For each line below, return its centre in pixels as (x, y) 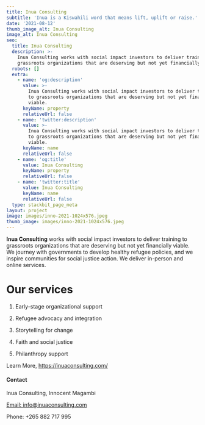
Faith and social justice (44, 341)
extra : (20, 74)
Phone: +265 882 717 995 (39, 417)
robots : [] (26, 69)
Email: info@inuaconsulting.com (47, 405)
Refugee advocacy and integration (59, 318)
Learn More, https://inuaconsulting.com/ (57, 365)
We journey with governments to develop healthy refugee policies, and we (100, 252)
